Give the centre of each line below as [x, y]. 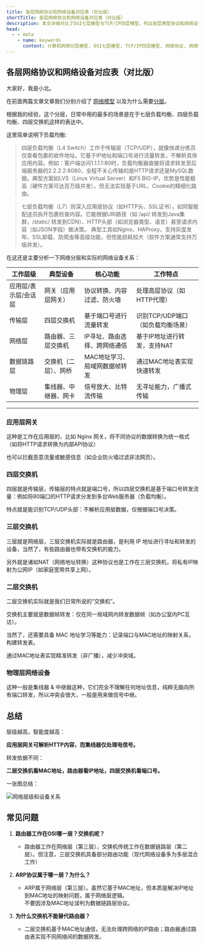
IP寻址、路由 [103, 336]
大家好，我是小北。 [31, 88]
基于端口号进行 [106, 316]
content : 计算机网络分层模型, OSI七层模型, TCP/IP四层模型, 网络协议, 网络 [110, 46]
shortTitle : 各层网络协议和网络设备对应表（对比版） [66, 18]
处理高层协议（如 [161, 291]
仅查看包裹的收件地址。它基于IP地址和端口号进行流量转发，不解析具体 [109, 155]
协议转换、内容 [106, 291]
